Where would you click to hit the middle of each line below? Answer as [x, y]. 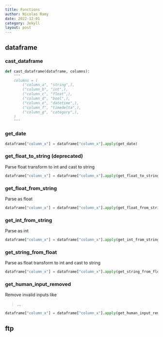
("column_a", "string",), [49, 85]
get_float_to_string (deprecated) [44, 156]
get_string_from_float [31, 252]
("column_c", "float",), [48, 94]
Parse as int [17, 231]
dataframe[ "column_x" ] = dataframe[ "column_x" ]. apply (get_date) [71, 144]
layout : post [18, 28]
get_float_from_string [31, 188]
